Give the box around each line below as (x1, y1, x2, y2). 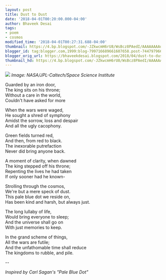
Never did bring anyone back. (5, 148, 66, 154)
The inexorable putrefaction (5, 143, 62, 149)
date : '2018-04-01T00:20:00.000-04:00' (5, 16, 87, 21)
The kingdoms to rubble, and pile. (5, 250, 74, 256)
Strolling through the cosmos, (5, 183, 66, 189)
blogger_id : (5, 49, 30, 54)
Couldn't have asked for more (5, 98, 66, 104)
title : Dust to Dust (5, 12, 48, 17)
